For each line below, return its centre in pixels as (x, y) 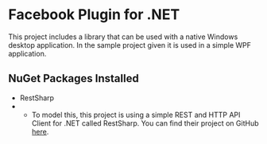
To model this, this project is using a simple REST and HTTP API (136, 115)
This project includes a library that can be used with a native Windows (123, 37)
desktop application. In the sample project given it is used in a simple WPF (130, 45)
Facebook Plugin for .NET (94, 15)
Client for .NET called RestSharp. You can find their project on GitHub (145, 123)
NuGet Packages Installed (74, 78)
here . (40, 131)
